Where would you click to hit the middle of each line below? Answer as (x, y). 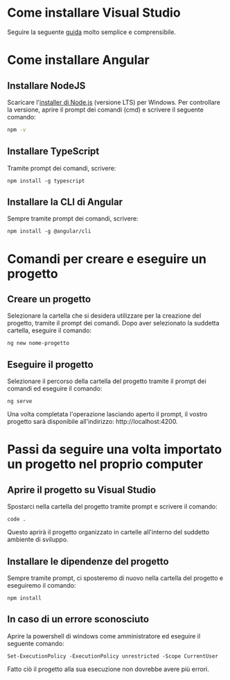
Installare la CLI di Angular (65, 202)
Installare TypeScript (53, 152)
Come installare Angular (79, 60)
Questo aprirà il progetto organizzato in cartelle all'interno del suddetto (108, 532)
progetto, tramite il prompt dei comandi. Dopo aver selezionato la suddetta (113, 323)
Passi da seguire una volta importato (115, 450)
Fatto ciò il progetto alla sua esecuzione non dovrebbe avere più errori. (108, 669)
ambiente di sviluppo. (38, 540)
